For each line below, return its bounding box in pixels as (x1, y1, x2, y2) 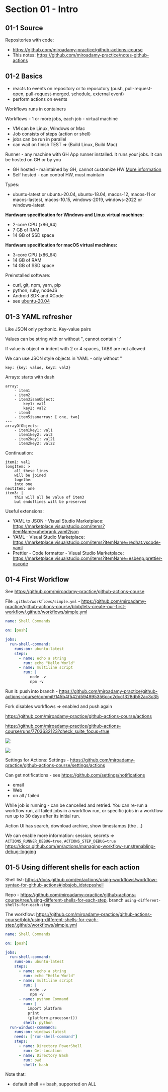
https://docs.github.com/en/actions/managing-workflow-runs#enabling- (5, 843, 156, 849)
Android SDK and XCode (12, 292, 64, 298)
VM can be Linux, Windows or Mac (12, 125, 86, 132)
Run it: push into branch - (5, 688, 58, 694)
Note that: (5, 1071, 26, 1077)
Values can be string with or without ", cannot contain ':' (5, 336, 122, 342)
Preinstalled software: (5, 272, 50, 278)
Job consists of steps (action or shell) (12, 131, 91, 137)
